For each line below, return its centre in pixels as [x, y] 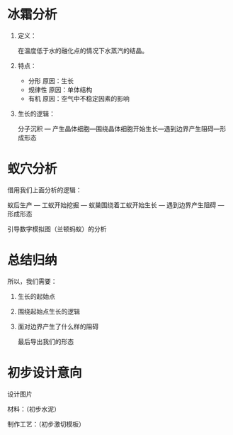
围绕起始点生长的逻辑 [49, 311]
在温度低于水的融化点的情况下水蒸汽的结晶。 [83, 50]
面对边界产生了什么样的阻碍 [58, 326]
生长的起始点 [36, 296]
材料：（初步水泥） [34, 409]
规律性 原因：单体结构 [60, 89]
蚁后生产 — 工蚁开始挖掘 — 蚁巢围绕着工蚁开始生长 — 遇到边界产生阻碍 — [116, 205]
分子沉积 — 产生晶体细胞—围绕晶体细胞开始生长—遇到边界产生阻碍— [119, 128]
